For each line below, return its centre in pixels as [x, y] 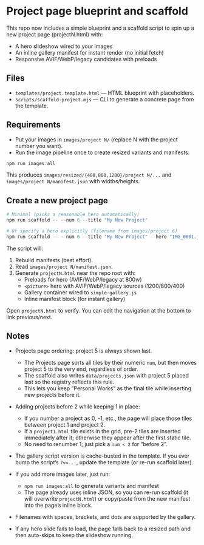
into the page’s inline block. [58, 505]
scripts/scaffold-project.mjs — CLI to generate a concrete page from [104, 99]
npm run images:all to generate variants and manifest [91, 486]
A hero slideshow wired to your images [64, 46]
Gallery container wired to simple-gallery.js [80, 292]
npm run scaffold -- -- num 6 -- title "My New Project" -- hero [87, 237]
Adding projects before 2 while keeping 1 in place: [77, 406]
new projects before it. [52, 394]
